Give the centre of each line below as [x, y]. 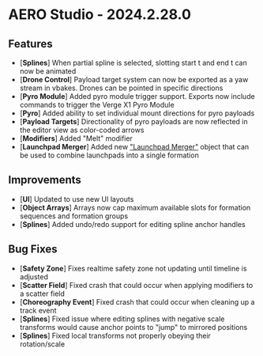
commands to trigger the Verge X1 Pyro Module [97, 105]
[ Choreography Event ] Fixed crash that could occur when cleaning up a [137, 301]
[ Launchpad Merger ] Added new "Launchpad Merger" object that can [134, 147]
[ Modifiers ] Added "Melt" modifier [76, 138]
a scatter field [42, 294]
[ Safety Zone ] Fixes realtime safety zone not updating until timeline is [133, 268]
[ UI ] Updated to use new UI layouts [77, 199]
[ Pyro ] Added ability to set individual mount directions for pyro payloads [137, 113]
